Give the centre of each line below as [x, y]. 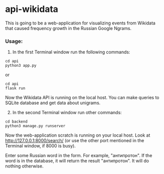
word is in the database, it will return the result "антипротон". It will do [77, 161]
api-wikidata [32, 9]
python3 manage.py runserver [35, 126]
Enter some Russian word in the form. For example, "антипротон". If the [79, 156]
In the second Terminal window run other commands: [67, 113]
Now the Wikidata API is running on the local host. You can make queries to [82, 98]
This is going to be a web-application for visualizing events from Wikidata [80, 23]
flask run [15, 88]
